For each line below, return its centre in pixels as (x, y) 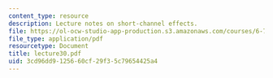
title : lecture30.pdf (45, 54)
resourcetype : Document (49, 46)
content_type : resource (49, 16)
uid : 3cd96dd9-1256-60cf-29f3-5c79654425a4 (83, 62)
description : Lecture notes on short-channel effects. (103, 24)
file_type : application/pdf (56, 39)
